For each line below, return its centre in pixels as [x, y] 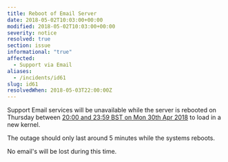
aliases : [20, 71]
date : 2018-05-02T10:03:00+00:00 [55, 20]
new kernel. [24, 125]
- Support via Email [43, 65]
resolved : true [29, 39]
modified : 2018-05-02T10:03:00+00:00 [61, 26]
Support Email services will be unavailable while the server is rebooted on [112, 110]
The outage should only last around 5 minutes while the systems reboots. [111, 138]
